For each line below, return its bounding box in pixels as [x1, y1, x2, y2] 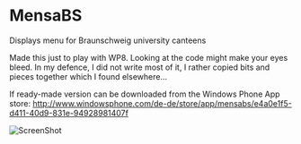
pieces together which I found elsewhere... [9, 71, 168, 81]
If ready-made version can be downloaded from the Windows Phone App [9, 89, 280, 99]
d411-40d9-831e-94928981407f [9, 107, 128, 118]
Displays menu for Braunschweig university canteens [9, 35, 207, 46]
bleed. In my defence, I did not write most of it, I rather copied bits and [9, 62, 270, 72]
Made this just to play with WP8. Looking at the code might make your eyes [9, 52, 288, 63]
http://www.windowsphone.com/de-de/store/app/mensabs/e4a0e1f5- [32, 97, 292, 108]
